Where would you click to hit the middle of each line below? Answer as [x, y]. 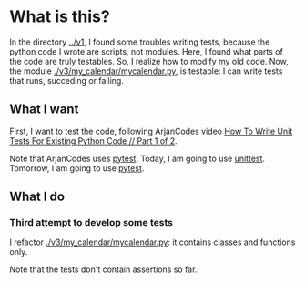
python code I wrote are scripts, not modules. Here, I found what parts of [147, 51]
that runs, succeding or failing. [67, 80]
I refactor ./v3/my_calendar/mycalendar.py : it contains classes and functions [152, 242]
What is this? [60, 17]
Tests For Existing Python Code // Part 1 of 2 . [93, 141]
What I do [37, 197]
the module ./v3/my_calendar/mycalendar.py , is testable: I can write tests [146, 71]
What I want [44, 110]
